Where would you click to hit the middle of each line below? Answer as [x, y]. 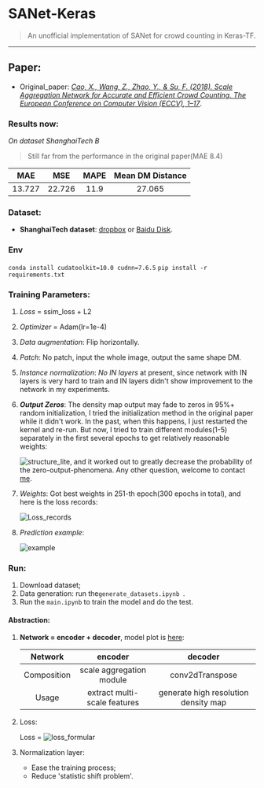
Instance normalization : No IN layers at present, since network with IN [133, 372]
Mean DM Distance [150, 176]
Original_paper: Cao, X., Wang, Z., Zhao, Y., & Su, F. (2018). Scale [126, 87]
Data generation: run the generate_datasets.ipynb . [102, 594]
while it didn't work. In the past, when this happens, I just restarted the [133, 421]
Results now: [33, 124]
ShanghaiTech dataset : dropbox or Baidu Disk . [96, 230]
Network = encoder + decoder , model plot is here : [102, 638]
